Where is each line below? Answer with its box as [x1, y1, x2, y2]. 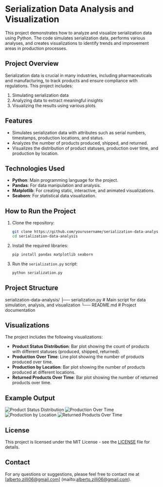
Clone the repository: [12, 220, 55, 226]
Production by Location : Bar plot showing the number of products [12, 364, 145, 370]
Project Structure [5, 284, 58, 292]
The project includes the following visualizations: [5, 334, 103, 340]
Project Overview [5, 59, 59, 68]
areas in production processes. [5, 45, 67, 51]
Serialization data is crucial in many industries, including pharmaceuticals [5, 72, 152, 78]
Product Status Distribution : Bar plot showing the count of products [12, 343, 149, 349]
